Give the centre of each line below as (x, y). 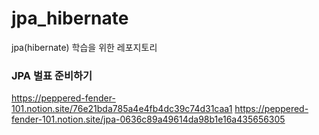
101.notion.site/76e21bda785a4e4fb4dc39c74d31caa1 (122, 109)
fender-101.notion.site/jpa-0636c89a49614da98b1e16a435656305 (148, 119)
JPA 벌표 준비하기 (52, 75)
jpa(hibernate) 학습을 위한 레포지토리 (84, 47)
